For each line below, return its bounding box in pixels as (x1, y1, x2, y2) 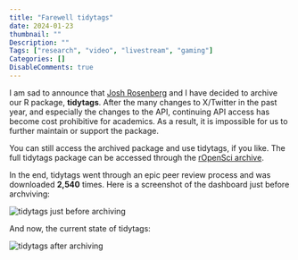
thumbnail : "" (9, 29, 62, 38)
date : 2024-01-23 (9, 21, 74, 30)
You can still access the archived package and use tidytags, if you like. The (9, 142, 286, 153)
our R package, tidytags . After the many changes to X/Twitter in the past (9, 96, 277, 107)
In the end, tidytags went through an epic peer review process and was (9, 169, 271, 180)
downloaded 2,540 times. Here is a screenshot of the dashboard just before (9, 179, 290, 189)
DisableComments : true (9, 63, 94, 72)
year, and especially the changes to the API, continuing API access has (9, 106, 270, 117)
